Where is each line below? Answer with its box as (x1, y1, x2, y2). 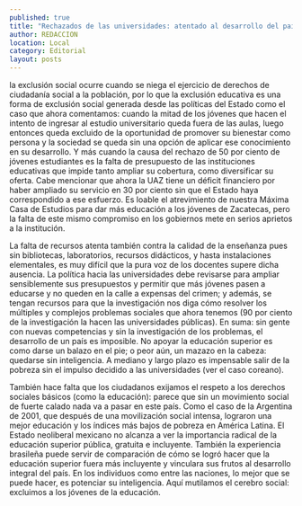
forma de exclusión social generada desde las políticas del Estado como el (9, 99, 286, 109)
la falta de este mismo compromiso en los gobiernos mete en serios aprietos (9, 213, 293, 224)
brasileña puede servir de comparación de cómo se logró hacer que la (9, 448, 270, 459)
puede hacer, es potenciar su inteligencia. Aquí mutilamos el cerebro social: (9, 477, 289, 488)
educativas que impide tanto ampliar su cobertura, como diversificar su (9, 165, 274, 176)
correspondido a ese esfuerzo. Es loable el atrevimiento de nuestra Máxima (9, 194, 289, 205)
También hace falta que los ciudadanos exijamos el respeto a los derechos (9, 382, 286, 392)
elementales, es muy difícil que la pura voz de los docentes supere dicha (9, 260, 280, 270)
